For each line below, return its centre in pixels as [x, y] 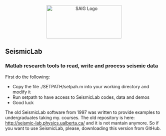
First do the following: [27, 77]
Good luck [23, 102]
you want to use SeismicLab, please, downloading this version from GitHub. [83, 128]
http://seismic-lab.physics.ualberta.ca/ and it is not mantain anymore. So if [82, 123]
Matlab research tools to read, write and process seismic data [82, 66]
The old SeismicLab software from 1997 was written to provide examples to [83, 112]
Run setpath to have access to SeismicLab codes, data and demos [81, 97]
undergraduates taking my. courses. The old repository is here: [70, 117]
